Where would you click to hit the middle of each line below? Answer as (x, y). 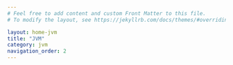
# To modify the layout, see (49, 20)
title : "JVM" (26, 38)
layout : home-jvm (32, 32)
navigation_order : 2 (37, 51)
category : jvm (28, 45)
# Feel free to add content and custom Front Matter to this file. (107, 13)
